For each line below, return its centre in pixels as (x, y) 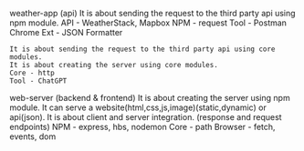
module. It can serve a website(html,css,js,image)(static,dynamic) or (138, 107)
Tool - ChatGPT (38, 81)
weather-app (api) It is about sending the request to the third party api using (152, 13)
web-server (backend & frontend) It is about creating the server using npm (150, 98)
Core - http (32, 73)
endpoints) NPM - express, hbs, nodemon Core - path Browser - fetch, (142, 127)
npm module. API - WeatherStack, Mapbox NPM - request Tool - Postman (148, 23)
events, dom (33, 136)
